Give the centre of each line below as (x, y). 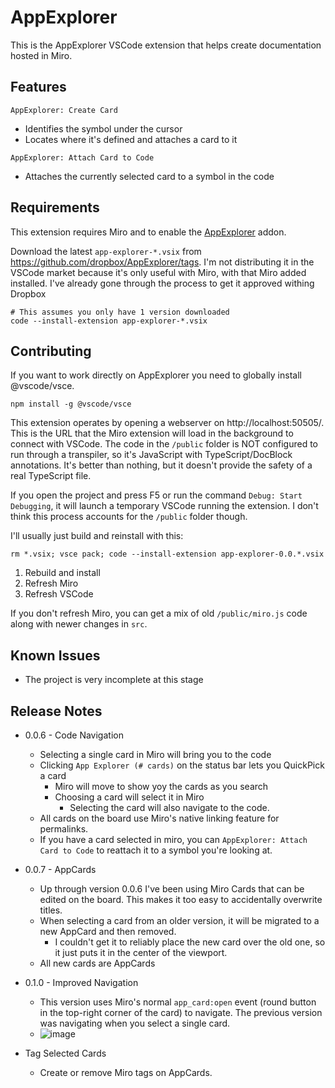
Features (38, 87)
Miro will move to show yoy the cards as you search (161, 786)
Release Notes (56, 711)
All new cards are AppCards (97, 963)
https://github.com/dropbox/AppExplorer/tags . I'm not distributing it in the (162, 262)
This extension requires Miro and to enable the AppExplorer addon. (148, 232)
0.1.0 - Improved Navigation (81, 982)
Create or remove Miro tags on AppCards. (126, 1072)
